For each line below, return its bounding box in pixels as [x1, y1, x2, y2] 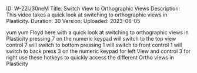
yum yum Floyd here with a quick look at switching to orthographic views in [6, 29, 189, 36]
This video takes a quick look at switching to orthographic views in [6, 11, 168, 18]
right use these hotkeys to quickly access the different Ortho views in [6, 54, 175, 61]
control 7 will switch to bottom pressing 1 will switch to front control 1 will [6, 41, 182, 48]
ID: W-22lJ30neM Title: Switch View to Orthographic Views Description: [6, 5, 181, 12]
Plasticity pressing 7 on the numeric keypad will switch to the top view [6, 35, 176, 42]
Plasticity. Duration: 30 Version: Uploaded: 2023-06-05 [6, 18, 141, 24]
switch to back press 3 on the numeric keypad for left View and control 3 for [6, 48, 191, 55]
